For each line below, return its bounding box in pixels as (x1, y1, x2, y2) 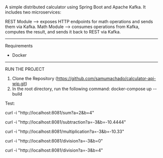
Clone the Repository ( (12, 76, 57, 81)
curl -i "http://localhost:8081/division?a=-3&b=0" (5, 138, 103, 143)
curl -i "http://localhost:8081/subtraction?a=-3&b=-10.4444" (5, 119, 126, 125)
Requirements (5, 43, 33, 48)
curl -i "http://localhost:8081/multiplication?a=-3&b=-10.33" (5, 128, 125, 134)
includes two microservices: (5, 9, 62, 15)
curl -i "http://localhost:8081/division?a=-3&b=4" (5, 147, 103, 153)
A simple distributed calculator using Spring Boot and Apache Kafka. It (5, 4, 146, 10)
